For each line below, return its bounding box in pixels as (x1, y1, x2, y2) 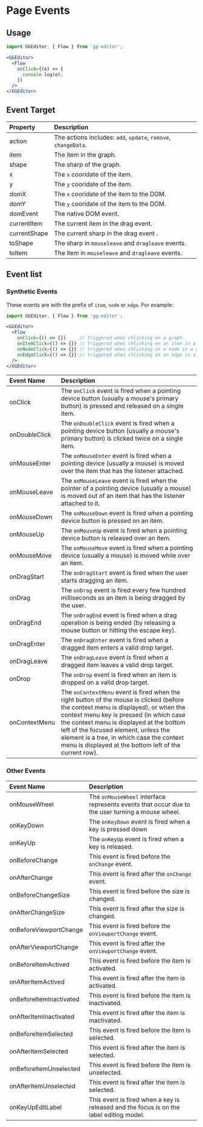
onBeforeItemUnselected (9, 1064, 80, 1073)
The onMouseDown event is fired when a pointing (60, 509, 193, 517)
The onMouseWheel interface (88, 792, 166, 801)
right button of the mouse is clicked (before (60, 696, 184, 704)
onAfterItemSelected (9, 1047, 68, 1055)
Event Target (6, 105, 56, 115)
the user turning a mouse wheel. (88, 807, 181, 816)
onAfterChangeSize (9, 908, 65, 916)
